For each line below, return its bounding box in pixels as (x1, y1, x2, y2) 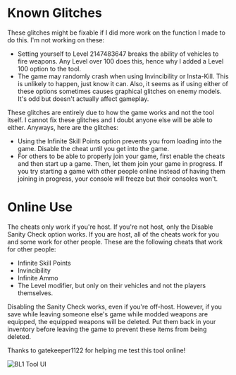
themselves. (17, 288, 54, 297)
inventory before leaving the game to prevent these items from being (7, 325, 207, 333)
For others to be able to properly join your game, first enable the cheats (17, 152, 225, 160)
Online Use (7, 199, 73, 215)
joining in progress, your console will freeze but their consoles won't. (17, 174, 218, 183)
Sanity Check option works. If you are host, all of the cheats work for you (7, 230, 220, 238)
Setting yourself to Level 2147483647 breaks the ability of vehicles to (17, 49, 219, 58)
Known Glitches (7, 5, 102, 21)
